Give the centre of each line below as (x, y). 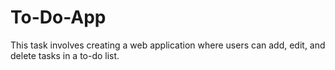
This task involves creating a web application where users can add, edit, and (168, 45)
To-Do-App (58, 17)
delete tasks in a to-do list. (65, 55)
